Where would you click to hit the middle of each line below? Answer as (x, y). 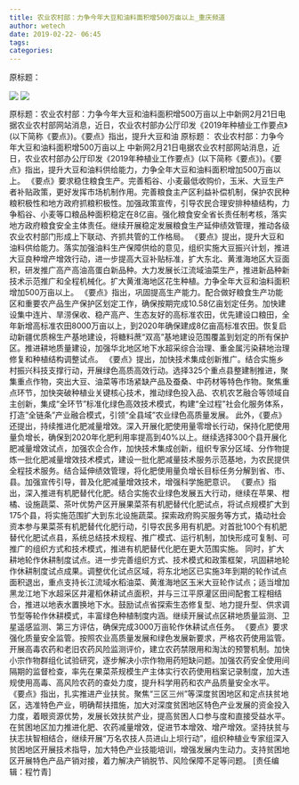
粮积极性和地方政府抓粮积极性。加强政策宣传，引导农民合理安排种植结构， (145, 203)
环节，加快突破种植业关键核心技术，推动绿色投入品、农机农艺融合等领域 (149, 392)
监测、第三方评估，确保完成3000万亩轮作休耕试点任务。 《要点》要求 (161, 627)
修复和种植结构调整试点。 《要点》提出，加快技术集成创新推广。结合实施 (143, 359)
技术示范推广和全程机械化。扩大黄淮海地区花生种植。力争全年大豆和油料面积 (149, 281)
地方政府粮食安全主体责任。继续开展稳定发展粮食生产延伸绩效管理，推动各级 (149, 226)
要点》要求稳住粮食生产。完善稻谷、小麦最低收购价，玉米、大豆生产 (159, 181)
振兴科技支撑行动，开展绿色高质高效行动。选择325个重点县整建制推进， (149, 370)
